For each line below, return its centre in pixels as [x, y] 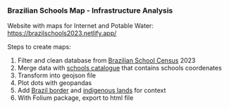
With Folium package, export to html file [75, 98]
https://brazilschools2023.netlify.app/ [62, 33]
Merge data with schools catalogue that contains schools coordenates [119, 68]
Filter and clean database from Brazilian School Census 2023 [106, 60]
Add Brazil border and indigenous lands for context [92, 91]
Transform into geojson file [57, 75]
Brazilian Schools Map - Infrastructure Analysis [90, 11]
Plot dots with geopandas [55, 83]
